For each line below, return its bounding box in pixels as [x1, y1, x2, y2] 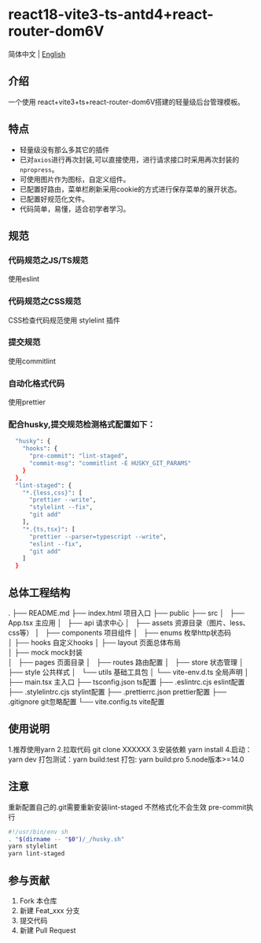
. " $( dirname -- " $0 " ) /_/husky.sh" [8, 835, 125, 843]
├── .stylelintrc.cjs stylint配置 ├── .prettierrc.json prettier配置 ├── [8, 688, 227, 696]
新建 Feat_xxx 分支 [19, 905, 80, 915]
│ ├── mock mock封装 [8, 648, 83, 657]
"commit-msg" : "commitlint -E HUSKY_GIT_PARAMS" [28, 460, 192, 468]
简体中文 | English [8, 49, 66, 58]
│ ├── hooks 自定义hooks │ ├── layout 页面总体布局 [8, 638, 181, 647]
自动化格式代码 [8, 378, 65, 389]
